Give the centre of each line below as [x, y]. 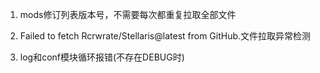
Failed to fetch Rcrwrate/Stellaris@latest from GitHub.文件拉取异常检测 [165, 36]
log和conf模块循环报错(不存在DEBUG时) [102, 57]
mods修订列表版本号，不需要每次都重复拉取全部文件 [128, 14]
